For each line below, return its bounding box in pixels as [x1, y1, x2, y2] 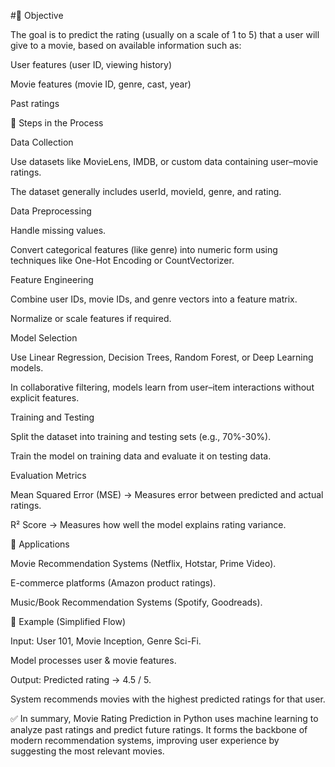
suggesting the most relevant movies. [10, 745, 165, 757]
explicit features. [10, 392, 80, 404]
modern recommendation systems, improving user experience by [10, 735, 280, 746]
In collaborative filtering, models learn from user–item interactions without [10, 381, 315, 393]
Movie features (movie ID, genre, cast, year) [10, 78, 192, 90]
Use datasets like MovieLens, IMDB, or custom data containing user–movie [10, 156, 319, 167]
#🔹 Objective [10, 10, 64, 21]
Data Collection [10, 136, 74, 148]
